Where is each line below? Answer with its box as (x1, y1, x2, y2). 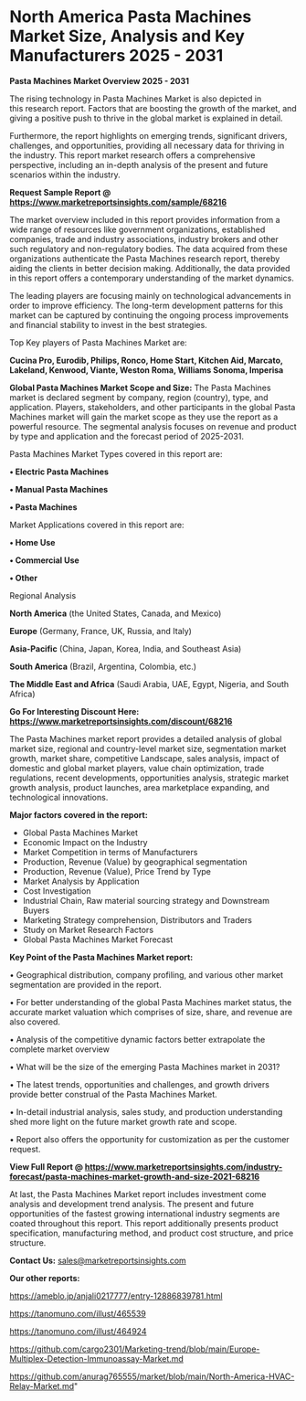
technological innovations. (9, 791, 109, 802)
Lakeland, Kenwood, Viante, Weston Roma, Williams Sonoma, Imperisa (9, 364, 284, 376)
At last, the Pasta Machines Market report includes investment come (9, 1188, 267, 1199)
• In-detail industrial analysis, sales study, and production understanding (9, 1106, 283, 1117)
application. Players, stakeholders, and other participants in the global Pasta (9, 401, 296, 412)
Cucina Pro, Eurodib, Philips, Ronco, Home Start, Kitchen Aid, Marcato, (9, 355, 283, 366)
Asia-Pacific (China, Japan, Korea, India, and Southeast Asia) (9, 642, 242, 654)
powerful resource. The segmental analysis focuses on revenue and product (9, 420, 297, 431)
